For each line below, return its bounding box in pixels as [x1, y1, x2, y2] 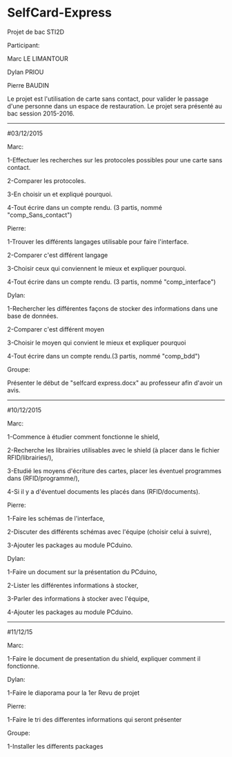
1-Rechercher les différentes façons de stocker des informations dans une [7, 304, 218, 312]
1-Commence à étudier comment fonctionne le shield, [7, 432, 160, 441]
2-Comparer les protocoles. [7, 176, 86, 184]
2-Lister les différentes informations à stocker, [7, 581, 139, 589]
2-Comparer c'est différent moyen [7, 325, 105, 333]
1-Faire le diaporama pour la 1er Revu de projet [7, 689, 140, 697]
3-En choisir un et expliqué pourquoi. [7, 190, 113, 198]
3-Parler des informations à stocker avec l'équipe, [7, 594, 150, 602]
